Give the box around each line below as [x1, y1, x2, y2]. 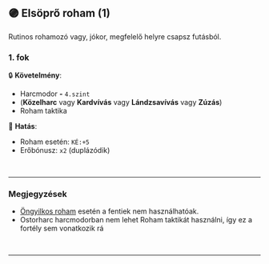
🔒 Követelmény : [8, 70, 62, 80]
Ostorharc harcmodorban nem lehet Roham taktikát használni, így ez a [19, 215, 252, 225]
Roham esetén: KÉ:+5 [19, 137, 90, 146]
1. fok [8, 51, 30, 62]
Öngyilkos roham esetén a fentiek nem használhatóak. [19, 206, 199, 216]
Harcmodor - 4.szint [19, 89, 90, 98]
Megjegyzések [8, 189, 68, 200]
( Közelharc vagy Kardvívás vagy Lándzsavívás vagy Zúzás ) [19, 98, 223, 107]
